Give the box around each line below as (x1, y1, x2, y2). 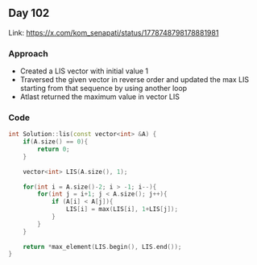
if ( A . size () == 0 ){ (23, 138, 89, 146)
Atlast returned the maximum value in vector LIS (19, 92, 180, 101)
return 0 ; (37, 145, 70, 154)
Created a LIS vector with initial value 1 (19, 66, 149, 76)
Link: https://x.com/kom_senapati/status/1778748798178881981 (8, 27, 219, 37)
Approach (8, 48, 48, 59)
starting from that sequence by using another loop (19, 84, 188, 93)
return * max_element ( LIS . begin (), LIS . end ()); (23, 242, 182, 251)
